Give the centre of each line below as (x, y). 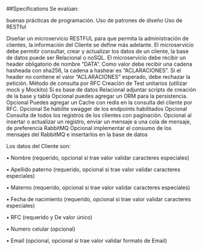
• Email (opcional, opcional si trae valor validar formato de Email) (87, 241)
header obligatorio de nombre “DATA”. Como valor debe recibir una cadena (99, 64)
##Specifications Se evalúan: (43, 9)
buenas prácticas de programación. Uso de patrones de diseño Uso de (94, 20)
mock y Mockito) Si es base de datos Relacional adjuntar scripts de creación (101, 89)
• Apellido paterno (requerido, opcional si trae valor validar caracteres (93, 169)
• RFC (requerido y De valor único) (49, 217)
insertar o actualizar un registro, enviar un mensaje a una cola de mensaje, (99, 122)
